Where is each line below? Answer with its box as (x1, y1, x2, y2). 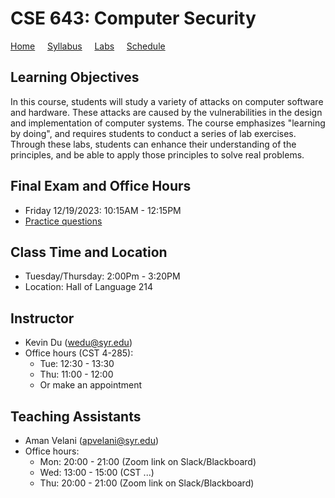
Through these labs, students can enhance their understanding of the (10, 138, 297, 150)
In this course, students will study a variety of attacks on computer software (10, 95, 324, 107)
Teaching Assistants (10, 408, 142, 425)
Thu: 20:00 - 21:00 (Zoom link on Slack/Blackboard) (39, 477, 255, 489)
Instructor (10, 310, 75, 327)
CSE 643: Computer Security (10, 7, 257, 30)
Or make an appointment (39, 379, 143, 391)
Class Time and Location (10, 243, 168, 261)
